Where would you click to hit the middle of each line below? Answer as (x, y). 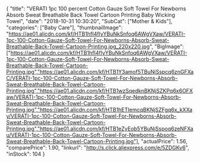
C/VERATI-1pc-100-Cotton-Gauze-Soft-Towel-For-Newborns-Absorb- (92, 78)
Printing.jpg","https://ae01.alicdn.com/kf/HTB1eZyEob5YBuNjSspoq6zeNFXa (100, 128)
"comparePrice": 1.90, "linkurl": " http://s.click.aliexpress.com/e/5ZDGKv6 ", (98, 148)
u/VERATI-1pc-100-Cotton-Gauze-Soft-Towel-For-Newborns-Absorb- (92, 135)
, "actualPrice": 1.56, (162, 141)
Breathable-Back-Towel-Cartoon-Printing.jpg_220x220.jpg (78, 46)
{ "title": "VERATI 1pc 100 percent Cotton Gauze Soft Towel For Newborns (96, 9)
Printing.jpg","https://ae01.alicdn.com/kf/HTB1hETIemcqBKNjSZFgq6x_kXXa (99, 110)
